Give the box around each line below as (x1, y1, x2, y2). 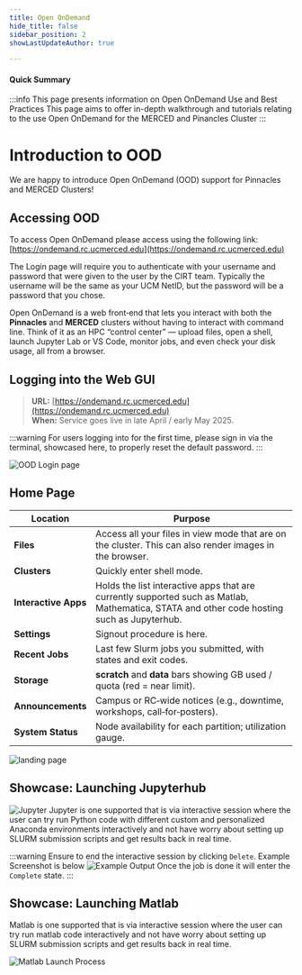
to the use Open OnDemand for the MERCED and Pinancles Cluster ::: (9, 114, 267, 124)
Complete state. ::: (9, 870, 74, 880)
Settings (13, 627, 51, 640)
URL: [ (31, 396, 56, 406)
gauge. (95, 731, 126, 743)
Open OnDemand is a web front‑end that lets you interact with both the (9, 307, 272, 318)
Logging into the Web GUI (9, 371, 155, 387)
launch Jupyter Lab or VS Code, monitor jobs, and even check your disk (9, 336, 276, 347)
